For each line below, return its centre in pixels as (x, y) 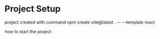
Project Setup (33, 9)
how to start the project (28, 31)
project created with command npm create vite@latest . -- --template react (80, 22)
